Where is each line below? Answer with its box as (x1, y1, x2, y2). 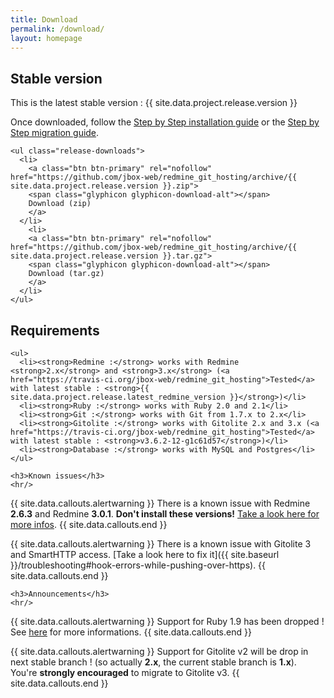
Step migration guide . (10, 127, 100, 139)
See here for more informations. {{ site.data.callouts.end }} (10, 626, 252, 638)
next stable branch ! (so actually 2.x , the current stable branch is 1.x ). (10, 656, 297, 668)
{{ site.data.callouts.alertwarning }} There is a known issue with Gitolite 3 (10, 538, 312, 550)
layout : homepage (10, 33, 83, 43)
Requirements (10, 322, 100, 339)
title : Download (10, 14, 78, 25)
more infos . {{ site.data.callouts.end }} (10, 519, 168, 530)
